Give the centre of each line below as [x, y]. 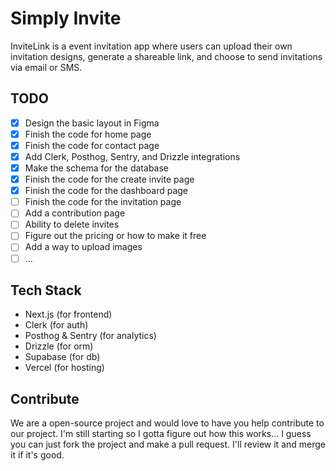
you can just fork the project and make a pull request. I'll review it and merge [168, 444]
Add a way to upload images [83, 247]
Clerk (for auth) [56, 325]
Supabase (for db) [62, 357]
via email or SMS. [46, 67]
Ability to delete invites [72, 224]
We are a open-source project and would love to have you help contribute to [167, 423]
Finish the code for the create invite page [109, 179]
